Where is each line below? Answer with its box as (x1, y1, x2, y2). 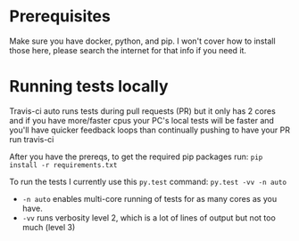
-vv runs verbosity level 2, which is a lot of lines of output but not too (21, 212, 277, 223)
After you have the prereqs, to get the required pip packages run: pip (9, 151, 263, 162)
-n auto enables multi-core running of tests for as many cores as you (21, 193, 278, 204)
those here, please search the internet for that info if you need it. (9, 44, 247, 55)
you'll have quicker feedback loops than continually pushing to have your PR (9, 125, 290, 135)
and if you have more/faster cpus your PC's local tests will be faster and (9, 115, 275, 125)
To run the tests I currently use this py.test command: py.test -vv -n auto (9, 176, 287, 187)
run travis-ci (9, 133, 54, 144)
